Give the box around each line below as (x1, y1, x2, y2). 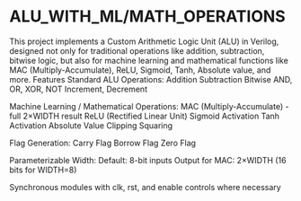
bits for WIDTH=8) (9, 164, 77, 175)
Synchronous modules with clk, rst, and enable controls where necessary (9, 181, 281, 192)
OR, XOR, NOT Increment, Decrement (9, 83, 148, 94)
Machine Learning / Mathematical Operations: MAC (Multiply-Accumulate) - (9, 100, 289, 111)
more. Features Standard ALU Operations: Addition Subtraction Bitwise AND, (9, 74, 293, 84)
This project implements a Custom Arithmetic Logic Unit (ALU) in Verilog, (9, 36, 279, 47)
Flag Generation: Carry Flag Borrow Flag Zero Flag (9, 137, 196, 148)
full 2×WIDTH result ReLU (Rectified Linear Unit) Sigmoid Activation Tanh (9, 110, 280, 121)
